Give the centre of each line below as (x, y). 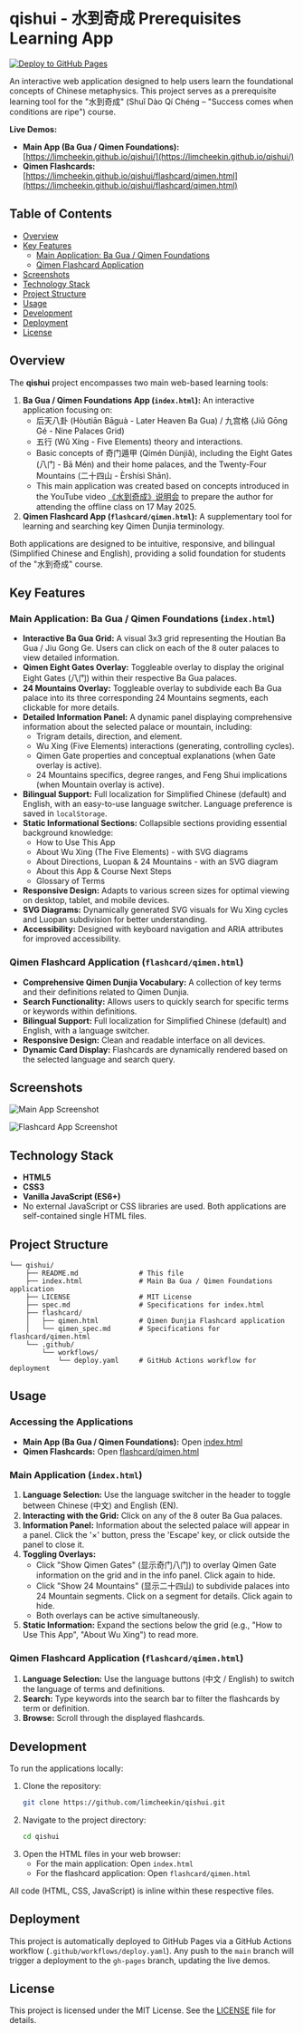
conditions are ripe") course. (63, 112)
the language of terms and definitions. (94, 1689)
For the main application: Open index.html (115, 1863)
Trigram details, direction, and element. (109, 736)
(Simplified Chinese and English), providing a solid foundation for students (148, 553)
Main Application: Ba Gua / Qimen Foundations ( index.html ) (142, 618)
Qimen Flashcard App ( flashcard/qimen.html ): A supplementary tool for (157, 516)
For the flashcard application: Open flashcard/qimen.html (143, 1872)
